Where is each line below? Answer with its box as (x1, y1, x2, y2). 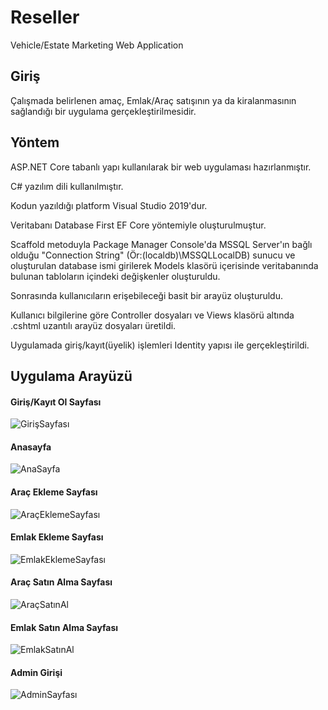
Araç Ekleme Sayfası (10, 486, 98, 498)
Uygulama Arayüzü (10, 367, 133, 385)
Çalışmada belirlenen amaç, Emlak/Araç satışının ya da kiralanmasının (10, 94, 297, 106)
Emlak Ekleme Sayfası (10, 531, 104, 543)
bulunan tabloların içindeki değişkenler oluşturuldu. (10, 270, 221, 282)
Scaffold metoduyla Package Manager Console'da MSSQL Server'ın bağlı (10, 238, 313, 250)
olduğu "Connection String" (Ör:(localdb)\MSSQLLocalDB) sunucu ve (10, 249, 296, 261)
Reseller (10, 6, 80, 29)
